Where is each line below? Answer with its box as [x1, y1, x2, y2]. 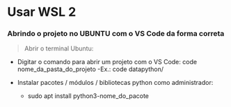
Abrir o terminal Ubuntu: [24, 44, 94, 52]
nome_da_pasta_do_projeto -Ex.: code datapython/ [17, 65, 164, 73]
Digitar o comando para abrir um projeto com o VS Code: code [17, 58, 197, 66]
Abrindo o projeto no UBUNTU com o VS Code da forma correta [7, 29, 225, 39]
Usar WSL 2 [7, 4, 77, 20]
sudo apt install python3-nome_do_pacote [27, 92, 150, 100]
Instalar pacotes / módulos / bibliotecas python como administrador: [17, 79, 214, 87]
